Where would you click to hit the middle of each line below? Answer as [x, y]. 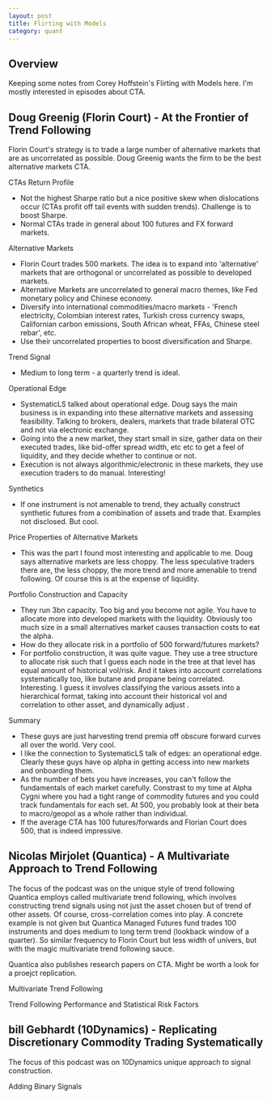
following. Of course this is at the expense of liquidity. [110, 579]
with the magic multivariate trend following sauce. [91, 948]
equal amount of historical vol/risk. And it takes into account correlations [141, 670]
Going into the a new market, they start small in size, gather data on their [141, 439]
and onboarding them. [57, 771]
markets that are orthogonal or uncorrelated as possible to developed [136, 273]
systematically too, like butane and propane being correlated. [122, 679]
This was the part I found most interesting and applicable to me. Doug [136, 553]
